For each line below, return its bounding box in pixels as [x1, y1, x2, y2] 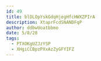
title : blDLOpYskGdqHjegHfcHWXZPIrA [6, 14, 95, 20]
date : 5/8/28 [6, 30, 38, 36]
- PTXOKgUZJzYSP [11, 41, 51, 47]
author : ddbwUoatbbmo [6, 24, 59, 31]
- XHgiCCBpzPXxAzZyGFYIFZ [11, 46, 75, 52]
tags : [6, 35, 19, 41]
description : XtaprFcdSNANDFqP [6, 19, 82, 25]
